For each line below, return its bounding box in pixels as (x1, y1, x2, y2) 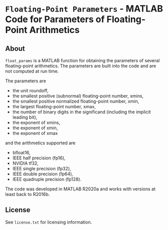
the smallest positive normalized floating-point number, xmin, (12, 98, 139, 104)
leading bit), (12, 114, 38, 120)
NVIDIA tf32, (12, 160, 39, 166)
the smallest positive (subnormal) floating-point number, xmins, (12, 93, 144, 99)
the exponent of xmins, (12, 120, 60, 125)
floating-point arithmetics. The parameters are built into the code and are (5, 63, 156, 69)
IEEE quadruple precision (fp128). (12, 176, 82, 182)
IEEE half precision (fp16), (12, 155, 66, 161)
